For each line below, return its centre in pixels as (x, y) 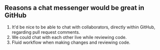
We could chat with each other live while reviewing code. (69, 37)
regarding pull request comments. (46, 32)
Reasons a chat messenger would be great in (75, 8)
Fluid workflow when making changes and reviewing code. (71, 42)
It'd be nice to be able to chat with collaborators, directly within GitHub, (83, 27)
